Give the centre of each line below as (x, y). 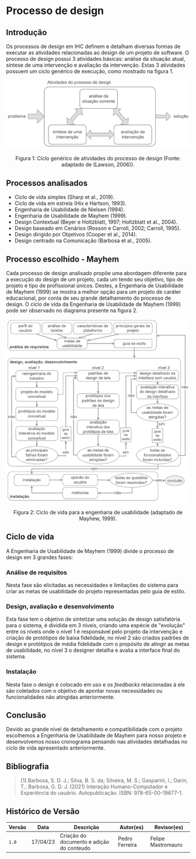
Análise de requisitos (37, 572)
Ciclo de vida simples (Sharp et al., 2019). (64, 197)
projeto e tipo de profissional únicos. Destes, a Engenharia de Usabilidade (95, 286)
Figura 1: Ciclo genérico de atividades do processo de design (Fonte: (98, 159)
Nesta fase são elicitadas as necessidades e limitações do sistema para (92, 585)
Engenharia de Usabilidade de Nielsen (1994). (69, 209)
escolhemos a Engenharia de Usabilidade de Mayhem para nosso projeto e (96, 736)
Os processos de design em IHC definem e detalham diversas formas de (93, 46)
